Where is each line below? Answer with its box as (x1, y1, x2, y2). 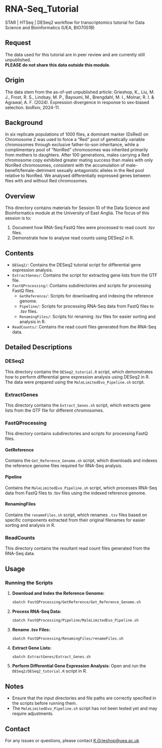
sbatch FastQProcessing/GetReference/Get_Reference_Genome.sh (12, 599, 141, 605)
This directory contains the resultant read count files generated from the (5, 545, 150, 551)
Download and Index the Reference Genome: (12, 590, 105, 596)
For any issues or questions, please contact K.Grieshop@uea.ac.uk (5, 738, 140, 743)
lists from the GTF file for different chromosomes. (5, 407, 104, 413)
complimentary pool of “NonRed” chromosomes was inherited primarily (5, 147, 148, 153)
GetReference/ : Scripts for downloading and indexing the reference (19, 293, 154, 298)
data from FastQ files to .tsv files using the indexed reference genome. (5, 490, 146, 496)
